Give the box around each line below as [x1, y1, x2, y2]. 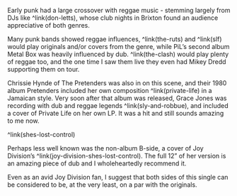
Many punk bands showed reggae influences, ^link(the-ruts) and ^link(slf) [7, 35, 222, 43]
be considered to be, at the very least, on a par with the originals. [7, 180, 197, 189]
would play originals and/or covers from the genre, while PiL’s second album [7, 43, 230, 50]
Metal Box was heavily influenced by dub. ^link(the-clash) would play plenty [7, 50, 229, 58]
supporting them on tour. [7, 65, 80, 73]
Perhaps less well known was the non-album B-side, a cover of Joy [7, 144, 204, 152]
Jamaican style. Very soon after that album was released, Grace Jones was [7, 94, 228, 102]
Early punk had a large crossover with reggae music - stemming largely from [7, 6, 231, 14]
